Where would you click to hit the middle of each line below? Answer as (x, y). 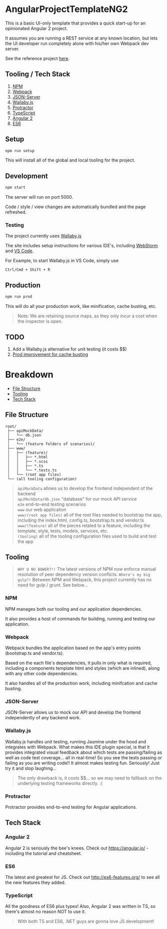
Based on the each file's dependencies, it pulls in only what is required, (78, 663)
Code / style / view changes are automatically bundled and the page (75, 207)
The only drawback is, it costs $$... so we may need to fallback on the (89, 778)
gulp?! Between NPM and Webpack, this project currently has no (84, 580)
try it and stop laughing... (31, 768)
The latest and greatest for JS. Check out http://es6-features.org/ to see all (82, 877)
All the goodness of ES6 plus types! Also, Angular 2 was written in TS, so (80, 906)
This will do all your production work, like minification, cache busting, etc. (81, 306)
